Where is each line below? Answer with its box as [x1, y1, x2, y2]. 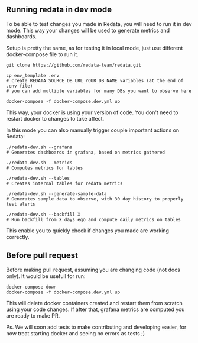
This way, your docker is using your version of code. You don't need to [6, 109, 178, 116]
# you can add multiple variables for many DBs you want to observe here [6, 88, 192, 94]
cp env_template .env [6, 72, 60, 79]
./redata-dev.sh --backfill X [6, 211, 81, 218]
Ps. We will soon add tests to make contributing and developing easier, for [6, 323, 187, 331]
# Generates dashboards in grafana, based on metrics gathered [6, 149, 165, 156]
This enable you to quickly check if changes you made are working [6, 227, 170, 234]
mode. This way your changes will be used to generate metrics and [6, 27, 170, 34]
